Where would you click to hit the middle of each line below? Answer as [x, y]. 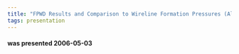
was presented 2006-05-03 [50, 43]
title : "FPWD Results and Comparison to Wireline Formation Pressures [114, 14]
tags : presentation [36, 21]
